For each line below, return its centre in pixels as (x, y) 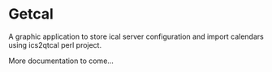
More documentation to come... (61, 61)
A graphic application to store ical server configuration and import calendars (136, 36)
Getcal (31, 14)
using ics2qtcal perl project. (55, 44)
